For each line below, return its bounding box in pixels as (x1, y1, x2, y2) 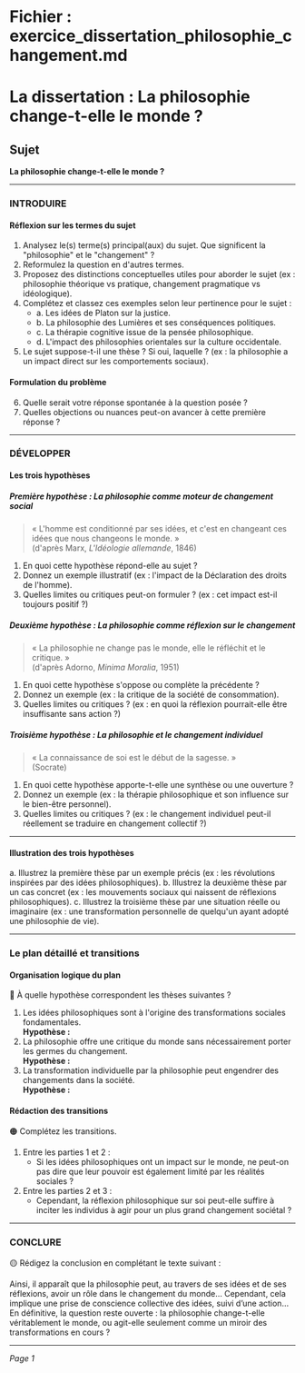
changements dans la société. (22, 1075, 135, 1086)
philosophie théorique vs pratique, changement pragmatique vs (22, 279, 261, 290)
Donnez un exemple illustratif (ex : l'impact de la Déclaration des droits (22, 570, 288, 581)
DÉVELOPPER (9, 447, 71, 460)
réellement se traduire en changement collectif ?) (22, 818, 207, 829)
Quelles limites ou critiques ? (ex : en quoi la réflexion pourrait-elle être (22, 698, 288, 710)
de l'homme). (22, 580, 73, 590)
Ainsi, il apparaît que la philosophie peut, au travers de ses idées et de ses (9, 1278, 288, 1289)
